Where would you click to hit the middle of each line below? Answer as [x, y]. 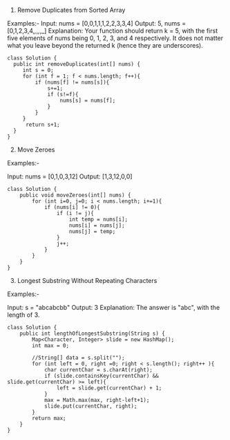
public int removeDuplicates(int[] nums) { [77, 64]
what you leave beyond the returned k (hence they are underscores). [105, 45]
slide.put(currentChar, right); [90, 406]
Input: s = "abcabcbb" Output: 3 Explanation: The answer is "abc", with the [114, 308]
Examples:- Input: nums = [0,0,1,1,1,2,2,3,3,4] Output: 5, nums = [97, 23]
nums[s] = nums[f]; [88, 100]
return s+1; [42, 125]
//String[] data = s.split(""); [79, 358]
